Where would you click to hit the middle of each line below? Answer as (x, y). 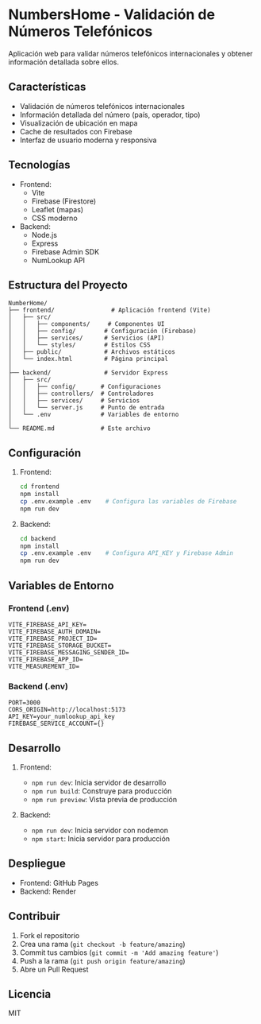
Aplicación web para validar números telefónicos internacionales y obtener (130, 53)
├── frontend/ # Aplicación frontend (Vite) (110, 310)
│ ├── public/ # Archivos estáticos (92, 352)
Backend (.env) (38, 686)
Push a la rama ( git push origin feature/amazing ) (102, 960)
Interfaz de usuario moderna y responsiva (88, 140)
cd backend (38, 538)
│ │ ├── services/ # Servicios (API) (86, 338)
